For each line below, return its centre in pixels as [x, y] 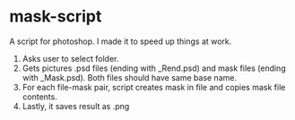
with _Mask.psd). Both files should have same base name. [130, 77]
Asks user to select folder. [70, 58]
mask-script [56, 17]
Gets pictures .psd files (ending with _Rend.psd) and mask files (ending [154, 68]
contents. [40, 97]
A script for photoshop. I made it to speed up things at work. [121, 41]
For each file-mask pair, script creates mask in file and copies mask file [154, 87]
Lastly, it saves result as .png [76, 106]
